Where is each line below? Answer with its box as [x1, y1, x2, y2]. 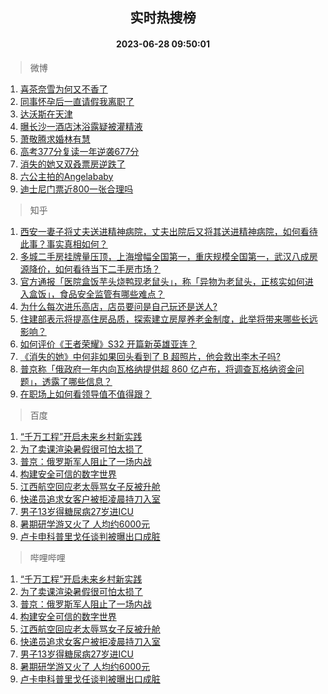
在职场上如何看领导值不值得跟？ [19, 388, 152, 400]
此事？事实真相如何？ [19, 238, 108, 250]
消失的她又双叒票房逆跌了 [19, 158, 126, 170]
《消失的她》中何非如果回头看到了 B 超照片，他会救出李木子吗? [19, 350, 281, 362]
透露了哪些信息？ [41, 375, 113, 387]
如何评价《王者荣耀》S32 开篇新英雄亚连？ [19, 338, 197, 350]
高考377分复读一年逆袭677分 [19, 145, 140, 157]
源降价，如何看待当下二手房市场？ [19, 263, 161, 275]
